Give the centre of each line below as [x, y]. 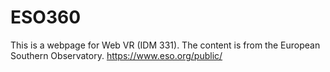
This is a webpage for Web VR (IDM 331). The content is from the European [165, 45]
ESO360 [46, 17]
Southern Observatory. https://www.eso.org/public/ [116, 55]
